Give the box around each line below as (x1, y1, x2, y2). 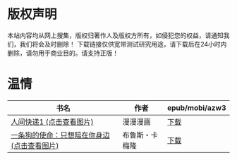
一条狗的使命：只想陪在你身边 (11, 130, 111, 140)
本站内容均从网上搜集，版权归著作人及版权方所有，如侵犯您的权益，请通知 (7, 31, 224, 39)
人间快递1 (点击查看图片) (11, 117, 94, 127)
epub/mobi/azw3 (166, 103, 226, 113)
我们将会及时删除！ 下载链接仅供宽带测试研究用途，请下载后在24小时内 (19, 39, 227, 48)
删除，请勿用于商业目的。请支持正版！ (7, 49, 119, 57)
